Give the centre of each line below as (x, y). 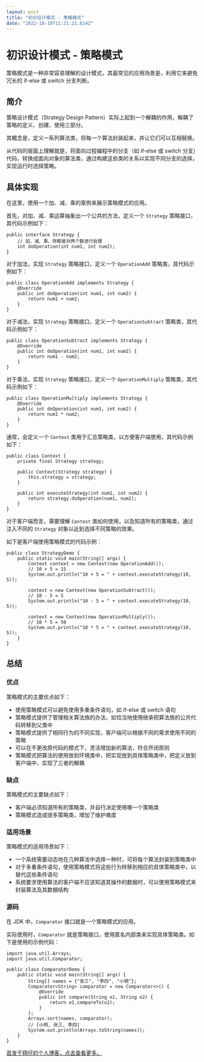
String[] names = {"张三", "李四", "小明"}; (83, 981)
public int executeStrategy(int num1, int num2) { (83, 493)
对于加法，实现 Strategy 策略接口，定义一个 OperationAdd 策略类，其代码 (98, 264)
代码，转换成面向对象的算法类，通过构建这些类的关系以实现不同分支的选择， (102, 158)
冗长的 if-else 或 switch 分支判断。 (49, 81)
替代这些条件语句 (36, 874)
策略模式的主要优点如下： (38, 696)
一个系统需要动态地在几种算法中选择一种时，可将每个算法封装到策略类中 (105, 859)
